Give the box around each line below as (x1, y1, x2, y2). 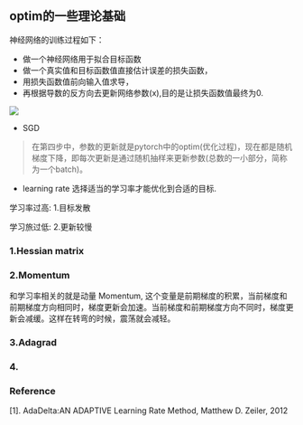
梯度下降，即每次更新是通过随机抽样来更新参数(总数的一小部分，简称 (31, 152, 288, 163)
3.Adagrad (9, 335, 57, 348)
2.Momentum (9, 269, 70, 281)
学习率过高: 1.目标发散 (9, 202, 91, 212)
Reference (9, 384, 56, 397)
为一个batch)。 (31, 164, 88, 175)
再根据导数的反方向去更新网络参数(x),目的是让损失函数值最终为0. (22, 87, 264, 98)
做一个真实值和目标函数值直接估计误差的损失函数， (22, 64, 213, 75)
